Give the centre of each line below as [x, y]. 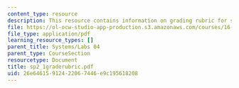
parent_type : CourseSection [49, 54]
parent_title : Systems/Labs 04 [54, 47]
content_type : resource [43, 14]
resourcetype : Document [43, 60]
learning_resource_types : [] [51, 40]
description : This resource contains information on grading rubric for [117, 21]
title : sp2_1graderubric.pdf [51, 67]
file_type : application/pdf [49, 34]
